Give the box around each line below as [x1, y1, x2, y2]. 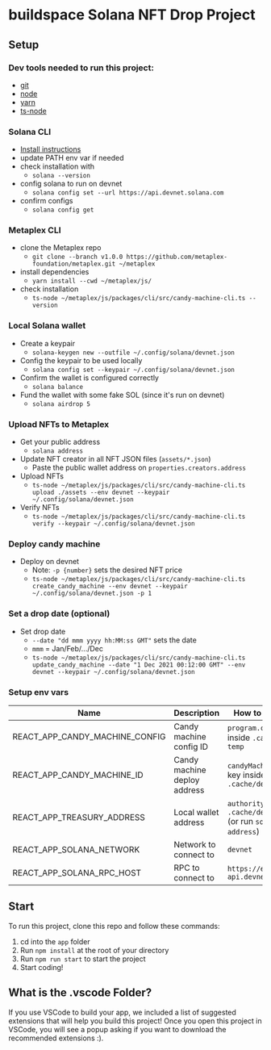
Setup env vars [8, 686, 69, 697]
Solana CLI [8, 126, 52, 137]
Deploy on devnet [19, 557, 79, 567]
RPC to [173, 862, 200, 873]
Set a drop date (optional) [8, 608, 110, 619]
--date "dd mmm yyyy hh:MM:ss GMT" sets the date [31, 635, 198, 645]
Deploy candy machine [8, 538, 101, 550]
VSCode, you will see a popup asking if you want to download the [8, 1024, 227, 1034]
